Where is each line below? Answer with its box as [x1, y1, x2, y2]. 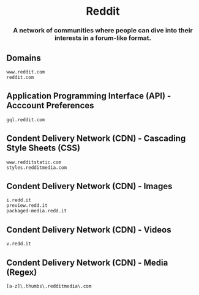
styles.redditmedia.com [6, 164, 67, 171]
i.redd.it [6, 197, 32, 203]
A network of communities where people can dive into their [13, 26, 193, 35]
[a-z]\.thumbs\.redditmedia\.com [6, 283, 92, 289]
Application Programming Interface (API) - [6, 91, 171, 102]
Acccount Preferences [6, 100, 94, 111]
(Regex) [6, 267, 37, 277]
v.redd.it [6, 241, 32, 247]
